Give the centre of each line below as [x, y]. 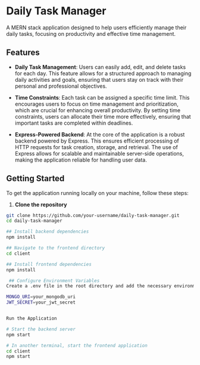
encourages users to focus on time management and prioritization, [96, 104]
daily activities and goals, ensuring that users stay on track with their [99, 79]
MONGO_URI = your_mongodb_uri [41, 297]
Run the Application [32, 318]
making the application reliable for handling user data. [81, 160]
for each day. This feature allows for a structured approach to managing [103, 73]
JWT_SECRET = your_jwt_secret [41, 302]
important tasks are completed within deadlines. [74, 123]
